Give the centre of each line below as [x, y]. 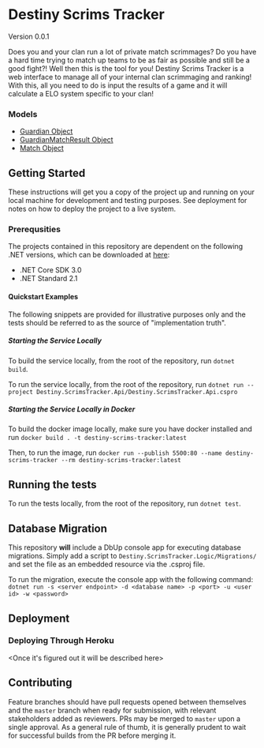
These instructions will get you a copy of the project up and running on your [131, 192]
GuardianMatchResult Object [66, 140]
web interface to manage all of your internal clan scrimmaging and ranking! [130, 77]
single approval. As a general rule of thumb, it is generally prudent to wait [127, 727]
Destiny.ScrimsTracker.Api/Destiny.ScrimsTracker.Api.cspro [137, 392]
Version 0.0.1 [29, 36]
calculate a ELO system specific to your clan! [81, 93]
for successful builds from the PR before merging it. [92, 735]
